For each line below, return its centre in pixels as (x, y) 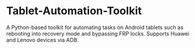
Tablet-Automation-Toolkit (74, 11)
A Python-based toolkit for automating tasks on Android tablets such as (95, 27)
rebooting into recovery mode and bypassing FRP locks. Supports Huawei (98, 33)
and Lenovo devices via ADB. (43, 40)
